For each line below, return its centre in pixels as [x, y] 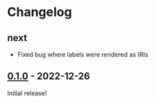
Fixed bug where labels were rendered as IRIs [83, 54]
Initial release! [27, 93]
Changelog [40, 12]
